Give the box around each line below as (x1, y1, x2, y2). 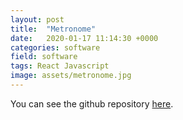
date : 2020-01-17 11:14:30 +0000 (10, 33, 159, 43)
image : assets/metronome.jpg (10, 71, 132, 81)
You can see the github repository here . (10, 97, 174, 110)
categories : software (10, 42, 101, 53)
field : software (10, 52, 78, 62)
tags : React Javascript (10, 61, 110, 71)
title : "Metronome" (10, 24, 97, 34)
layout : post (10, 14, 65, 25)
